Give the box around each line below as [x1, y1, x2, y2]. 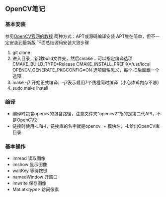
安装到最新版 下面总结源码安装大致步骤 [9, 39, 89, 45]
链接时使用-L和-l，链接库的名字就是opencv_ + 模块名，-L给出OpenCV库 [12, 123, 160, 129]
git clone [12, 49, 31, 55]
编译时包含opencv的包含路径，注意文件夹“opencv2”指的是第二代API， [12, 110, 157, 116]
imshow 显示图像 [12, 162, 47, 168]
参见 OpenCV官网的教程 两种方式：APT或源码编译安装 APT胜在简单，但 [5, 33, 151, 39]
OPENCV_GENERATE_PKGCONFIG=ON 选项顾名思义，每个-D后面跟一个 [12, 67, 160, 73]
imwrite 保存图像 [12, 180, 47, 186]
